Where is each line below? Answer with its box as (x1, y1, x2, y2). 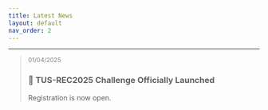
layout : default (8, 19, 62, 27)
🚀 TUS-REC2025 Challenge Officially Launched (27, 75, 215, 86)
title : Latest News (8, 11, 73, 20)
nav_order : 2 (8, 26, 52, 34)
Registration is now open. (27, 92, 112, 102)
